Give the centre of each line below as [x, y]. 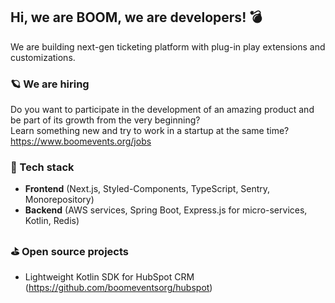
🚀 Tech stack [42, 167]
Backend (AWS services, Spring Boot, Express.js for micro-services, [166, 210]
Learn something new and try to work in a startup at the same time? [150, 131]
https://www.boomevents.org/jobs [81, 141]
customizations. [43, 57]
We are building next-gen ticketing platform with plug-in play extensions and [168, 46]
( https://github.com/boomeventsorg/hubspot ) [118, 287]
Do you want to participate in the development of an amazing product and [162, 110]
